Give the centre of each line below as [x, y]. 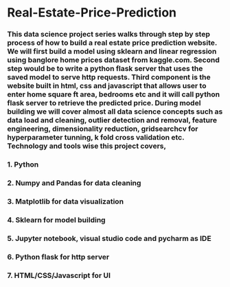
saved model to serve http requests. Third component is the [109, 77]
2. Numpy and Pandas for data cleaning [74, 182]
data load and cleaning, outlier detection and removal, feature [112, 120]
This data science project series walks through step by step [109, 34]
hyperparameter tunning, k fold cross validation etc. [96, 138]
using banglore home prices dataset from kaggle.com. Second [113, 60]
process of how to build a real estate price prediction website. [112, 43]
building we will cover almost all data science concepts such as [115, 111]
